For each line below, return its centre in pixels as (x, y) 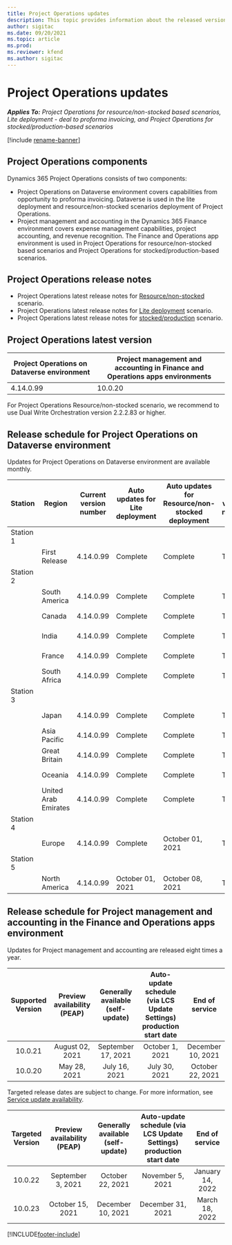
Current (93, 495)
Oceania (55, 774)
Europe (53, 843)
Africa (51, 680)
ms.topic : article (33, 39)
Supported (29, 1000)
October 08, (183, 878)
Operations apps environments (159, 377)
